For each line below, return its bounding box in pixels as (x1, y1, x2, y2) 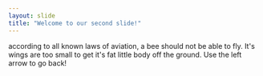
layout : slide (8, 11, 56, 20)
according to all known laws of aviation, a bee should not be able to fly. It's (8, 41, 255, 50)
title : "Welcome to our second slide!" (8, 19, 142, 27)
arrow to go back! (8, 58, 67, 68)
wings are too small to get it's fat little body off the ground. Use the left (8, 50, 242, 59)
